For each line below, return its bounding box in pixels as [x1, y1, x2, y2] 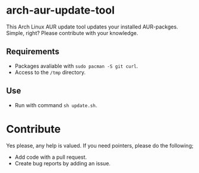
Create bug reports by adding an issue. [14, 159, 111, 166]
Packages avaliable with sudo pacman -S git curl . [14, 62, 138, 69]
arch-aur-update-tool [6, 4, 115, 17]
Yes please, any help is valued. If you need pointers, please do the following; [6, 142, 194, 149]
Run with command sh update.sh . [14, 101, 97, 108]
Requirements [6, 47, 59, 57]
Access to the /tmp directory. [14, 69, 86, 76]
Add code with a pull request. [14, 153, 87, 161]
